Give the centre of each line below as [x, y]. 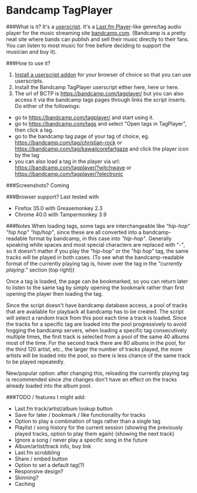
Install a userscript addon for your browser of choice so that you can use [103, 74]
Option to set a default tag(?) [49, 465]
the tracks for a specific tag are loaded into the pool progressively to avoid [96, 324]
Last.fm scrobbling [37, 452]
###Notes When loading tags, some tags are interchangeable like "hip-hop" [98, 226]
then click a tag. [34, 130]
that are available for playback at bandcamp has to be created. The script [95, 311]
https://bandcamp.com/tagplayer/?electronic [69, 174]
